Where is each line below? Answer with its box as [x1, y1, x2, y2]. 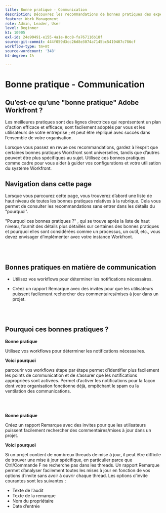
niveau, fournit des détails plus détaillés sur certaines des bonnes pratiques [5, 223, 159, 230]
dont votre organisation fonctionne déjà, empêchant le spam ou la [5, 383, 139, 389]
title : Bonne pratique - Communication [5, 7, 87, 12]
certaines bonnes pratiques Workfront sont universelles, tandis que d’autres [5, 150, 160, 156]
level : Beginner [5, 26, 39, 31]
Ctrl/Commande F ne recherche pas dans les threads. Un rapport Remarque [5, 462, 160, 468]
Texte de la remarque [12, 492, 56, 499]
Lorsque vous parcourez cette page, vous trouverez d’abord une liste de [5, 193, 152, 199]
